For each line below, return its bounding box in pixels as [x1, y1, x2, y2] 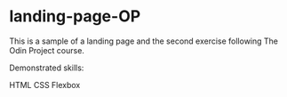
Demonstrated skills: [9, 62, 84, 73]
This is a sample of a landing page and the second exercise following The [9, 36, 278, 46]
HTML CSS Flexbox [9, 79, 81, 90]
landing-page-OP [9, 6, 141, 27]
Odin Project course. [9, 44, 84, 55]
